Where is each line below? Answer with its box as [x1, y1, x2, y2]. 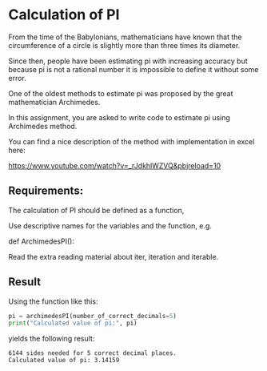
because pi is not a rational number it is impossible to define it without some [8, 64, 259, 74]
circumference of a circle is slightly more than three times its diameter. [8, 40, 241, 50]
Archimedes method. [8, 121, 78, 131]
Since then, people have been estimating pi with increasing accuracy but [8, 56, 248, 66]
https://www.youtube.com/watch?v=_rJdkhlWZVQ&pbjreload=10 [8, 160, 221, 170]
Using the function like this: [8, 296, 98, 306]
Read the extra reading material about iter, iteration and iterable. [8, 252, 219, 261]
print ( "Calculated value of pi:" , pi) [8, 319, 137, 328]
